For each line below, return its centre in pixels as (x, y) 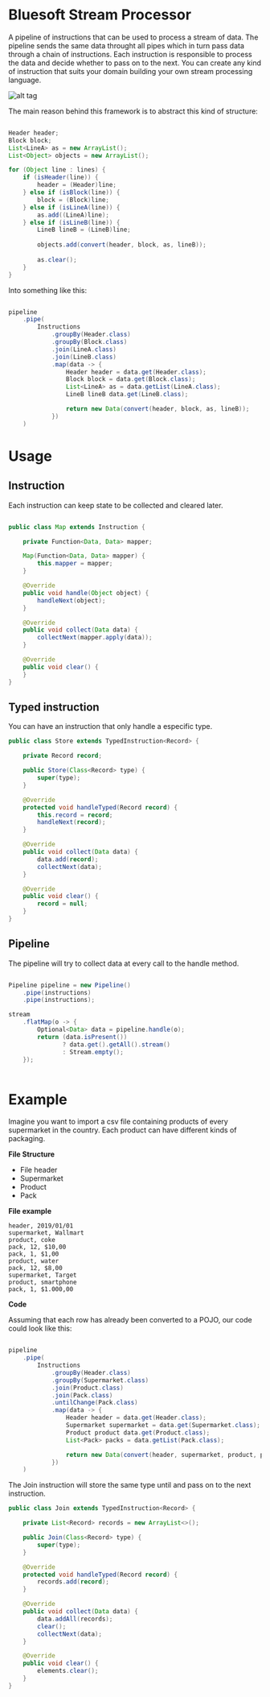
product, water (34, 1261)
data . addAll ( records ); (75, 1619)
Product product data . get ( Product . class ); (138, 1432)
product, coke (32, 1240)
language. (25, 80)
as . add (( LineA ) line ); (74, 215)
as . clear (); (57, 259)
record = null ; (63, 904)
